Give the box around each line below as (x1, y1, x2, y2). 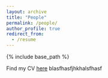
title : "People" (6, 14, 47, 20)
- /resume (11, 37, 36, 43)
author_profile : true (6, 25, 61, 32)
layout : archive (6, 8, 47, 15)
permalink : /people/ (6, 20, 58, 26)
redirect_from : (6, 31, 44, 37)
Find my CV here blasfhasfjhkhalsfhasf (6, 65, 102, 72)
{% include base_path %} (6, 53, 70, 60)
